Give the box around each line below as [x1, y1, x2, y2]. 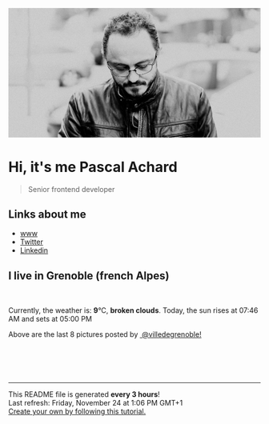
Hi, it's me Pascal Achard [8, 158, 178, 176]
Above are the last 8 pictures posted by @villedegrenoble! [8, 330, 202, 339]
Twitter [19, 237, 44, 247]
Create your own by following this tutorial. [8, 406, 147, 416]
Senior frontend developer [27, 184, 115, 194]
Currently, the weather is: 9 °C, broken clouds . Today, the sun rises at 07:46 [8, 306, 259, 315]
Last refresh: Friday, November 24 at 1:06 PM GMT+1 [8, 398, 183, 408]
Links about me [8, 207, 86, 221]
